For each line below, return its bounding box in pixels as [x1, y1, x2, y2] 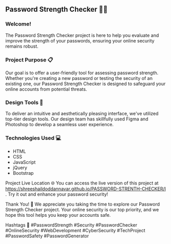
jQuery [12, 165, 27, 171]
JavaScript [12, 159, 36, 165]
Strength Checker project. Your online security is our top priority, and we [5, 206, 159, 213]
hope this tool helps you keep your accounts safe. [5, 212, 111, 218]
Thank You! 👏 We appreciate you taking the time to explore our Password [5, 201, 160, 207]
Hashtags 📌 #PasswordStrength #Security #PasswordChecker [5, 221, 138, 228]
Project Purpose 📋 [5, 56, 53, 63]
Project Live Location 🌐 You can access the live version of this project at [5, 180, 159, 186]
